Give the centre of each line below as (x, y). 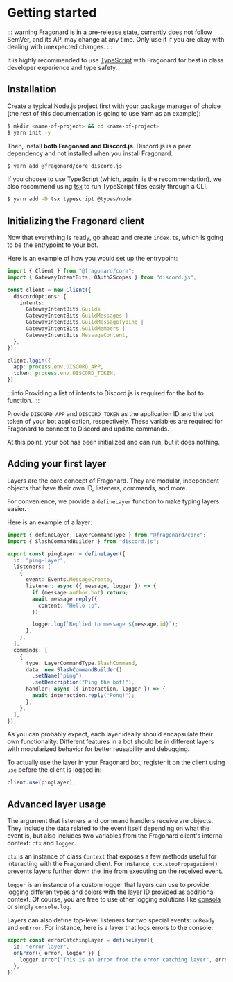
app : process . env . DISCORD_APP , (59, 367)
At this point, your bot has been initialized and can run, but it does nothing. (114, 442)
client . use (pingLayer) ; (42, 783)
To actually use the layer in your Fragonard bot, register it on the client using (116, 763)
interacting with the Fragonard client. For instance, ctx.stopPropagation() (113, 864)
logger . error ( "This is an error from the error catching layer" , (116, 959)
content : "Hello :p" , (69, 605)
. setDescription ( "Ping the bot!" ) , (84, 682)
